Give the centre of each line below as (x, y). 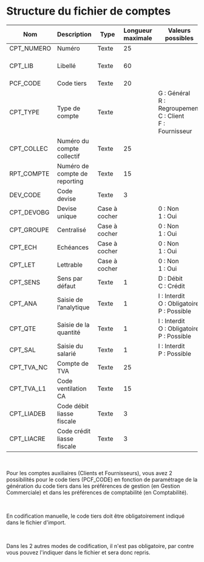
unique (67, 216)
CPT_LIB (21, 66)
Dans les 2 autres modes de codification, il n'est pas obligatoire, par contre (100, 546)
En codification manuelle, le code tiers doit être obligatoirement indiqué (96, 516)
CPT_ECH (23, 247)
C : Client (171, 115)
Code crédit (74, 431)
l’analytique (73, 307)
